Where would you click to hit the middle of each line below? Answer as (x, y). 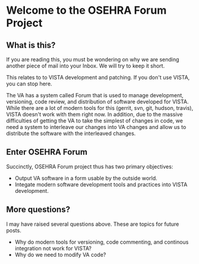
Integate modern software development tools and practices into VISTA (101, 184)
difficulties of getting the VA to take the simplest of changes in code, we (95, 121)
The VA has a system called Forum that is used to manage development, (95, 95)
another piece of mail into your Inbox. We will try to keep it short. (85, 66)
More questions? (38, 210)
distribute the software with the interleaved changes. (71, 133)
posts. (14, 230)
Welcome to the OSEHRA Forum (86, 10)
